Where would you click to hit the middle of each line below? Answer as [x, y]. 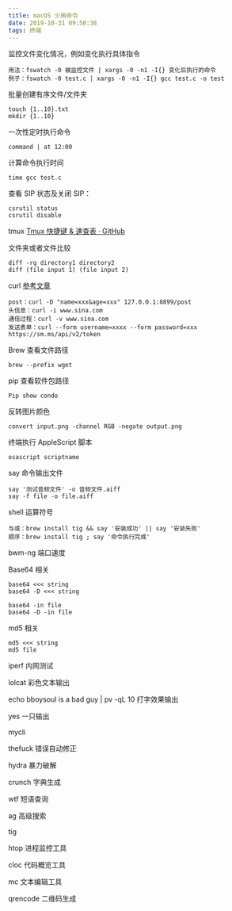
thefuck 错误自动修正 [43, 748]
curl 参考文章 [30, 285]
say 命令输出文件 [36, 473]
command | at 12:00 [40, 147]
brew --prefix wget [40, 366]
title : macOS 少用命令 [43, 15]
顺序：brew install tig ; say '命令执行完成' [79, 537]
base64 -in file [35, 606]
